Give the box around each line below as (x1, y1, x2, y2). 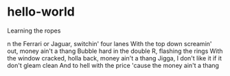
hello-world (7, 4, 76, 20)
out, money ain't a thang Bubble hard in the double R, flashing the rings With (7, 47, 223, 55)
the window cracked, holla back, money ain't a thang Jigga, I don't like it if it (7, 54, 222, 62)
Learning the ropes (7, 26, 61, 35)
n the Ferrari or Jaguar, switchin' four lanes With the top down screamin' (7, 39, 212, 47)
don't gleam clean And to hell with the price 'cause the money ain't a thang (7, 61, 220, 69)
